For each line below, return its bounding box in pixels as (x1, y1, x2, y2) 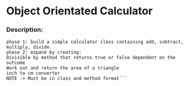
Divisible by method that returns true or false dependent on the (6, 55, 176, 61)
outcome (6, 60, 26, 66)
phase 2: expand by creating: (6, 50, 82, 56)
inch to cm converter (6, 70, 61, 76)
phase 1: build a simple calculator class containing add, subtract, (6, 39, 184, 45)
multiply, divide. (6, 44, 52, 50)
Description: (6, 26, 43, 34)
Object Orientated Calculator (6, 4, 153, 18)
